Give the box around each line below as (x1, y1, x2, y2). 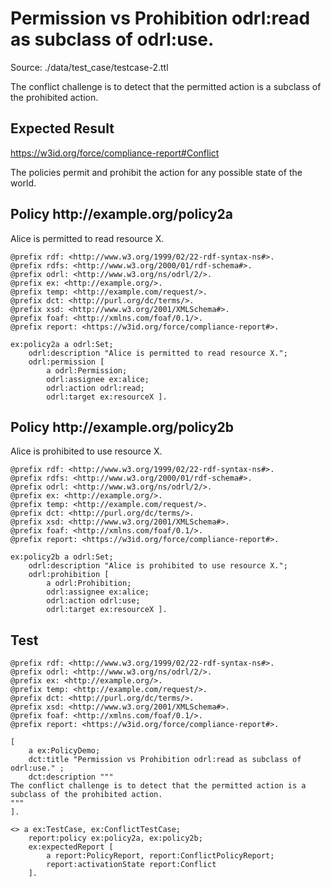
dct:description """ (28, 772, 114, 782)
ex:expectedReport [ (28, 842, 114, 852)
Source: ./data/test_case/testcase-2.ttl (10, 61, 169, 73)
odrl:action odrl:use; (46, 596, 141, 606)
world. (10, 177, 37, 189)
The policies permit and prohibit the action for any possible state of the (10, 166, 303, 178)
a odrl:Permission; (46, 365, 128, 376)
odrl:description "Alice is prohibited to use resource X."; (28, 561, 288, 571)
